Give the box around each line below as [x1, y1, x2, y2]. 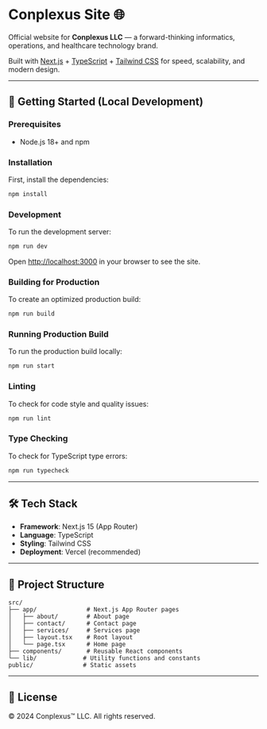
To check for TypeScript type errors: [8, 451, 128, 461]
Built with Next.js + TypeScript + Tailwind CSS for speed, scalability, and [8, 56, 246, 65]
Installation [8, 156, 53, 168]
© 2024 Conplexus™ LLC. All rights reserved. [8, 712, 156, 721]
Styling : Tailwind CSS [19, 538, 91, 549]
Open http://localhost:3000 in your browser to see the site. [8, 256, 201, 266]
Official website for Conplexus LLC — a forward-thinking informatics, [8, 32, 236, 41]
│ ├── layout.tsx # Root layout [8, 634, 133, 642]
